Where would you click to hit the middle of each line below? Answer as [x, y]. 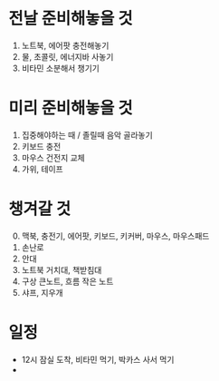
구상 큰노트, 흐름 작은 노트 [67, 281]
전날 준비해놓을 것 [71, 19]
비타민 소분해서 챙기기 [61, 68]
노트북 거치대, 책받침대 [62, 269]
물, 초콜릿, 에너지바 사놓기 [67, 56]
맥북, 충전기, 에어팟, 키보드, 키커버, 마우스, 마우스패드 [115, 236]
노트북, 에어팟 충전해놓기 [65, 45]
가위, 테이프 [43, 169]
